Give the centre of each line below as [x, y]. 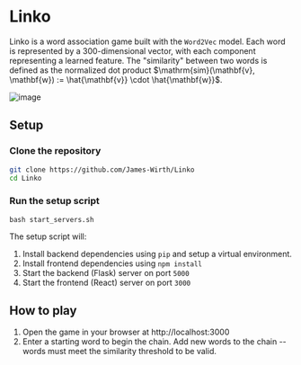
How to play [43, 311]
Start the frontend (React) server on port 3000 [106, 282]
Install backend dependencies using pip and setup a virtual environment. [157, 254]
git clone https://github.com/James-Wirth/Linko [102, 169]
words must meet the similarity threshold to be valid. [120, 352]
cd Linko [26, 178]
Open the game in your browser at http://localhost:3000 [126, 332]
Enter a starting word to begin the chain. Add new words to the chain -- [155, 342]
